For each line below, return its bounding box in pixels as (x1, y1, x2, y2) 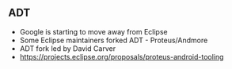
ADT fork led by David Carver (19, 43, 116, 53)
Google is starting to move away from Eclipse (19, 27, 168, 36)
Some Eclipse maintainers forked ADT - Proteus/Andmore (19, 35, 208, 45)
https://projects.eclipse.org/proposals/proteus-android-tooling (19, 52, 224, 61)
